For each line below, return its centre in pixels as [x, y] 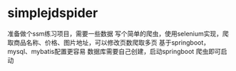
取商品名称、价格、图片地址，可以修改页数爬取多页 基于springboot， [109, 42]
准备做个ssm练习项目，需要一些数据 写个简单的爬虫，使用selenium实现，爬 [118, 33]
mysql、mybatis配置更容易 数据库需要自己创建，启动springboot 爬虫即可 [114, 51]
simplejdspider [53, 13]
